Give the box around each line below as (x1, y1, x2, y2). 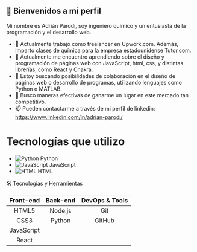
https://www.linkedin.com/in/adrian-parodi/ (14, 113, 123, 121)
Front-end (9, 196, 40, 204)
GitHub (94, 216, 115, 224)
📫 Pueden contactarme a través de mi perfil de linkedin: (14, 105, 155, 112)
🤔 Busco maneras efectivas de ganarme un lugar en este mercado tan (14, 91, 189, 99)
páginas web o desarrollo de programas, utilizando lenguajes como (14, 79, 183, 86)
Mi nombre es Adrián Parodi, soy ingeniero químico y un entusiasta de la (6, 22, 186, 29)
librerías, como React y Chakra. (14, 66, 93, 73)
